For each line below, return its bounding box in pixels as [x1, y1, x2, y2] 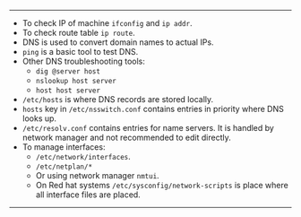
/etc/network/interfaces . [35, 152, 132, 161]
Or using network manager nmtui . [35, 170, 159, 180]
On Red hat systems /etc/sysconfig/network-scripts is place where [35, 180, 288, 190]
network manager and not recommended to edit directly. [21, 132, 231, 143]
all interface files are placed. [35, 189, 141, 200]
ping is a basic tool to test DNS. [21, 47, 139, 56]
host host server [35, 86, 101, 95]
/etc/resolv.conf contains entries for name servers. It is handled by [21, 123, 275, 133]
